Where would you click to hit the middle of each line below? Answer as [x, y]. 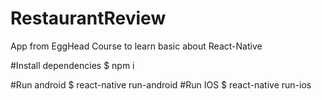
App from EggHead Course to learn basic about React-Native [136, 46]
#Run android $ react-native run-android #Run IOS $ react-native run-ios [161, 84]
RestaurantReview [88, 18]
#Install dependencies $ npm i [72, 65]
